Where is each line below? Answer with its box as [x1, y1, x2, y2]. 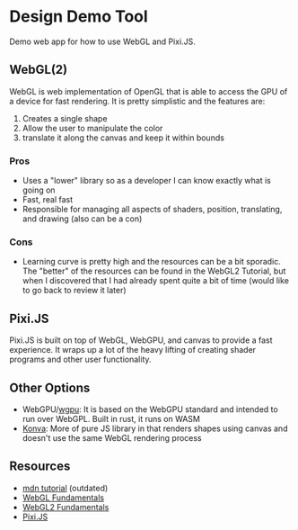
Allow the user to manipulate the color [22, 122, 163, 133]
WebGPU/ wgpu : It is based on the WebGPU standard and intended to [22, 403, 278, 415]
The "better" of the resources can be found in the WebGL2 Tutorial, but [22, 265, 286, 276]
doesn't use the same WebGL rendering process [22, 432, 202, 443]
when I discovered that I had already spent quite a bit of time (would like [22, 275, 290, 286]
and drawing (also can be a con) [22, 213, 143, 224]
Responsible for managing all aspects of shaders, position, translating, [22, 204, 283, 215]
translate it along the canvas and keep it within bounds [22, 132, 224, 143]
